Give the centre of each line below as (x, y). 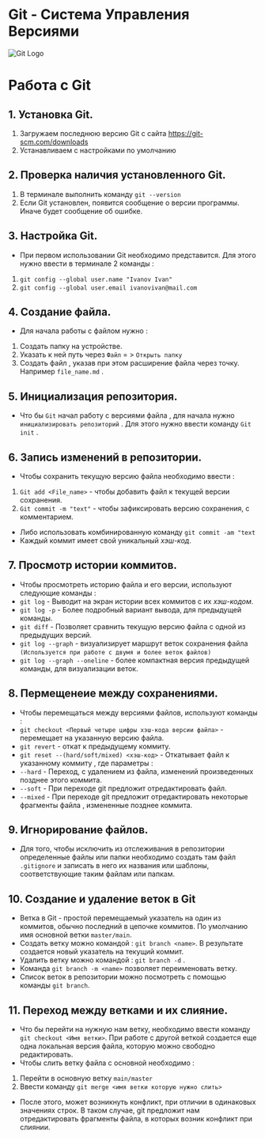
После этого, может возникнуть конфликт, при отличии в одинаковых (138, 1102)
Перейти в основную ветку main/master (86, 1079)
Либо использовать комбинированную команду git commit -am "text (137, 532)
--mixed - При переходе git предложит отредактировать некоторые (134, 796)
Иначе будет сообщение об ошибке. (81, 211)
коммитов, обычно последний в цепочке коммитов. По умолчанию (133, 927)
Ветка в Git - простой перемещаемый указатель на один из (120, 918)
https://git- (185, 133)
